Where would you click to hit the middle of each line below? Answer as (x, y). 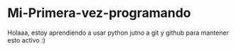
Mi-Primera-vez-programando (99, 13)
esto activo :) (27, 40)
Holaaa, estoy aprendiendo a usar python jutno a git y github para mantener (118, 33)
